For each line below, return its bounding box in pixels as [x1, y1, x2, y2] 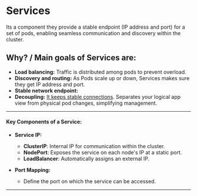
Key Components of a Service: [6, 118, 82, 125]
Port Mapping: [14, 166, 51, 173]
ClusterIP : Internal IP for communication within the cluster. [23, 142, 165, 150]
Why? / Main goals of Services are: [6, 53, 137, 63]
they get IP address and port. [14, 81, 85, 88]
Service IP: [14, 131, 42, 138]
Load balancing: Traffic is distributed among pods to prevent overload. [14, 68, 186, 75]
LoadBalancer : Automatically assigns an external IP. [23, 155, 150, 162]
